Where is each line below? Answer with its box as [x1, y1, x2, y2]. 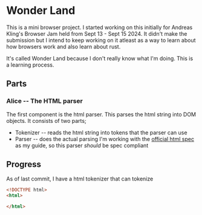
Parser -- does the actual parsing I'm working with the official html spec [15, 135, 195, 142]
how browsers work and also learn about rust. [6, 43, 121, 50]
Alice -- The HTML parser [6, 97, 83, 105]
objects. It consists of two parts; [6, 117, 86, 124]
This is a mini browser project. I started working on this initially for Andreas [6, 24, 193, 31]
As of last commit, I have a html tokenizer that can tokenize [6, 175, 154, 182]
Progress [6, 159, 41, 170]
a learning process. [6, 61, 54, 68]
